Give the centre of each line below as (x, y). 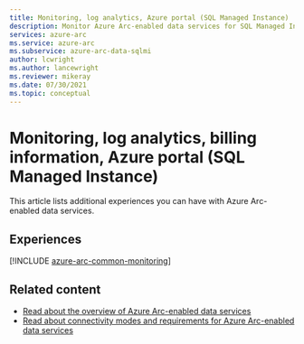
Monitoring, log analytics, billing (133, 138)
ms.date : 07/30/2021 (48, 85)
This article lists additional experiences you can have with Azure (129, 201)
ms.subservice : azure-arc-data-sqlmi (81, 51)
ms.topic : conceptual (50, 93)
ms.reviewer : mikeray (50, 77)
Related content (55, 289)
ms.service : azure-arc (52, 43)
